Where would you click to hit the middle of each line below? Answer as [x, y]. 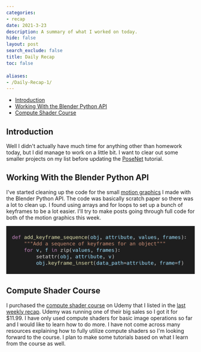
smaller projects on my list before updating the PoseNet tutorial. [85, 159]
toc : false [20, 63]
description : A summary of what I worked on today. [72, 32]
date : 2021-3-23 [26, 25]
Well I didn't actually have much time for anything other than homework [94, 146]
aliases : [17, 76]
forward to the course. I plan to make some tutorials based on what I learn [97, 337]
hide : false [21, 38]
